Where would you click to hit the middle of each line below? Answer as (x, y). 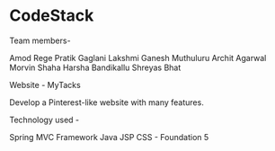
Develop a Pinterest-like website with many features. (106, 102)
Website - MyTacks (45, 84)
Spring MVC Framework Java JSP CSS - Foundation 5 (109, 137)
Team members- (40, 40)
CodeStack (52, 16)
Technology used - (44, 120)
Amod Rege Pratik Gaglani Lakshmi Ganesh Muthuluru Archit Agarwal (138, 58)
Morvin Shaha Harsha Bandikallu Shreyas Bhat (95, 67)
